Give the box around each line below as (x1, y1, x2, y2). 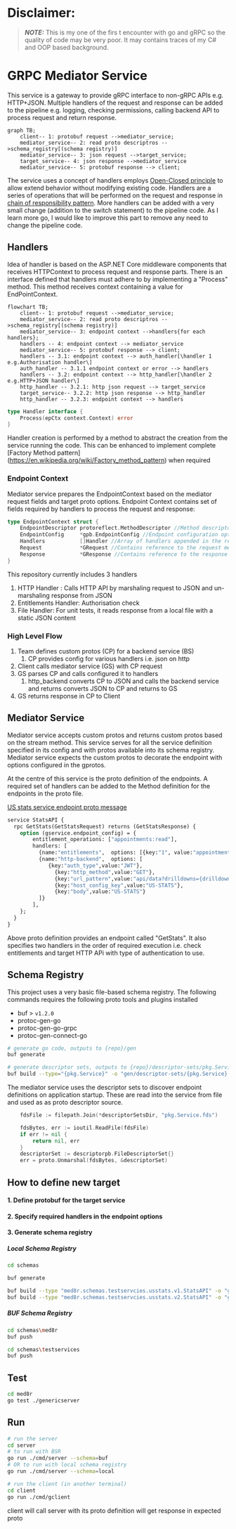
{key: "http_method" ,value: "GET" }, (54, 868, 156, 876)
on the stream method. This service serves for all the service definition (7, 738, 212, 746)
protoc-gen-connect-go (17, 1031, 88, 1039)
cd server (7, 1442, 37, 1449)
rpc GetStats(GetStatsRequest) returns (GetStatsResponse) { (13, 823, 197, 830)
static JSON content (17, 613, 76, 622)
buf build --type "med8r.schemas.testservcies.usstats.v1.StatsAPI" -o (7, 1287, 221, 1294)
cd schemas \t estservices (7, 1346, 80, 1353)
